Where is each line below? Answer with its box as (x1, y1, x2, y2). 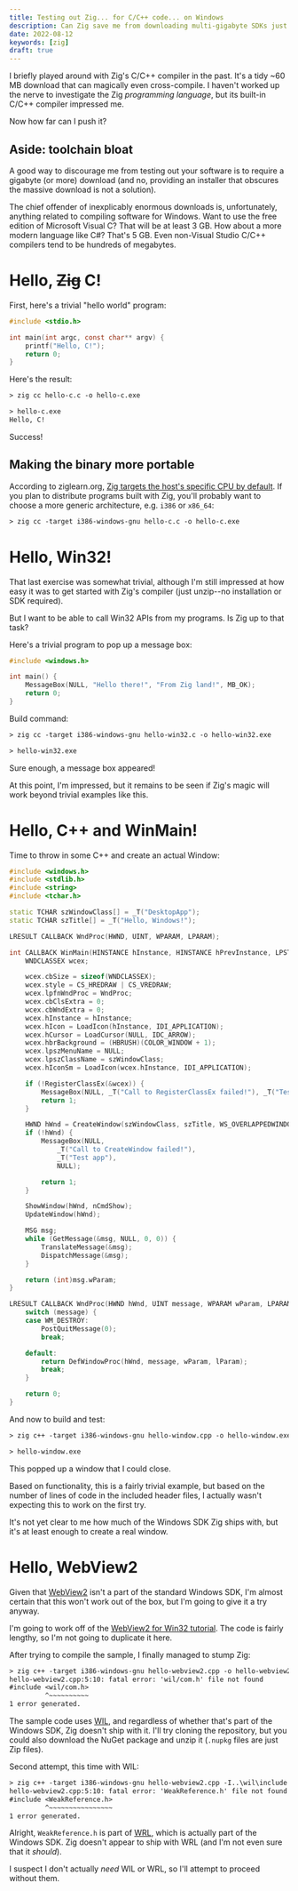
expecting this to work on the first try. (9, 1499, 146, 1510)
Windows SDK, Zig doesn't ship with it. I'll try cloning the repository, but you (9, 1726, 287, 1735)
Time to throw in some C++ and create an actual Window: (9, 850, 220, 861)
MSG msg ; (25, 1226, 58, 1236)
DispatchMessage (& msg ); (41, 1251, 129, 1260)
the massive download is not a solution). (9, 184, 157, 195)
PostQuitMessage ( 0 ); (41, 1324, 117, 1334)
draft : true (9, 46, 53, 55)
